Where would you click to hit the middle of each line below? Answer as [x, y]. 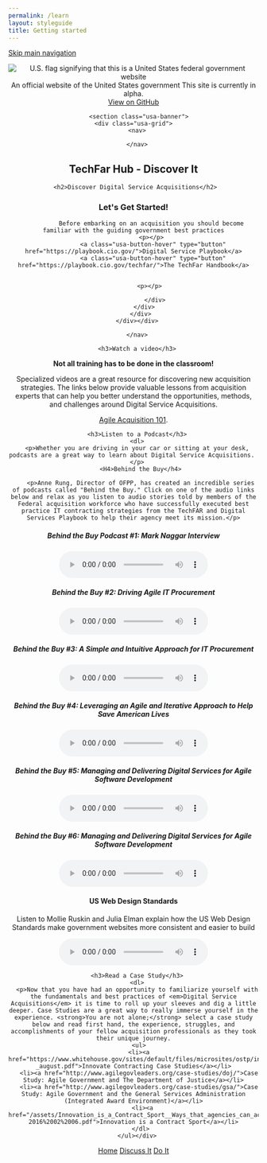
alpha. [133, 94]
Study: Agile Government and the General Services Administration [133, 1094]
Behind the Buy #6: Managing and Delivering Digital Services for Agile [133, 835]
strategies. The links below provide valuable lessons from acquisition [133, 387]
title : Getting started [48, 30]
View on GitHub [133, 102]
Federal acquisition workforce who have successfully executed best [133, 504]
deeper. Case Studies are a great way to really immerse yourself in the [133, 1010]
